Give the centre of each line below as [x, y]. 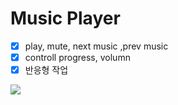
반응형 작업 [46, 70]
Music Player [65, 18]
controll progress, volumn [77, 57]
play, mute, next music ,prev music [96, 46]
